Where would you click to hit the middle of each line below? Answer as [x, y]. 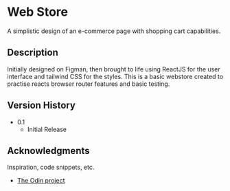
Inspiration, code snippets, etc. [51, 167]
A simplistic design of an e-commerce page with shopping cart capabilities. [114, 31]
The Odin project [41, 181]
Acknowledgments [49, 151]
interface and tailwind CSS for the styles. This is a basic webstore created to [115, 76]
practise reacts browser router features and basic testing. [89, 84]
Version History [41, 105]
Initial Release [47, 129]
